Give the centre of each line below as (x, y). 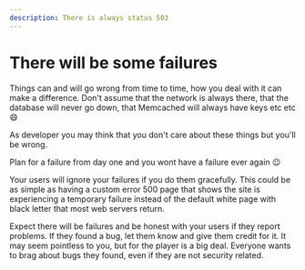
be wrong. (29, 144)
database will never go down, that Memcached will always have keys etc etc (152, 107)
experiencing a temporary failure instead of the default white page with (142, 199)
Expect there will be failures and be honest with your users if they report (145, 226)
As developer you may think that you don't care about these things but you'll (152, 135)
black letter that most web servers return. (87, 208)
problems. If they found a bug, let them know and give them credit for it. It (148, 235)
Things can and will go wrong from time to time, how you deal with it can (146, 88)
